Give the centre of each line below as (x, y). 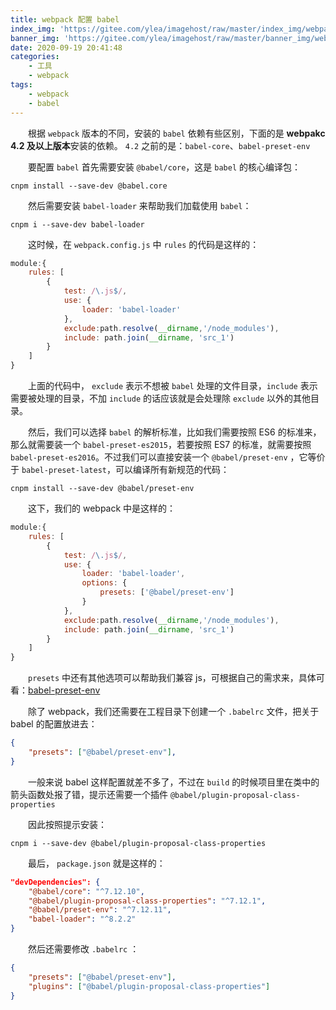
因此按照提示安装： (67, 824)
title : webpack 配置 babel (65, 19)
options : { (104, 583)
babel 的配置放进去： (54, 724)
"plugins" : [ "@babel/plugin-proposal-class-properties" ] (149, 986)
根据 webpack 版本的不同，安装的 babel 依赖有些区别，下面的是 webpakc (177, 133)
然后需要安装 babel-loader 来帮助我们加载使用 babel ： (140, 205)
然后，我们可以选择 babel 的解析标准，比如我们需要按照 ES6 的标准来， (175, 432)
